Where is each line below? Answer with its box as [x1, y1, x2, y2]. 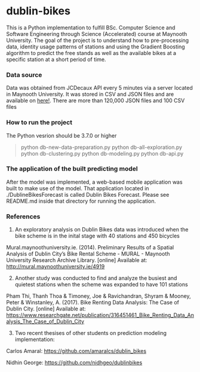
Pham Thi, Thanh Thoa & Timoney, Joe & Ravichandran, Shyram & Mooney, [6, 292, 191, 300]
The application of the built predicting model [6, 164, 139, 173]
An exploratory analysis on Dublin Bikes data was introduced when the [14, 226, 189, 233]
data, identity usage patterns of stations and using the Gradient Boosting [6, 43, 185, 50]
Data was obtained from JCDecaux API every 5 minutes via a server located [6, 84, 193, 92]
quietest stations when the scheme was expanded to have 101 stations [14, 281, 188, 288]
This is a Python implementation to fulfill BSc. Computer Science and [6, 24, 176, 31]
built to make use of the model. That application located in [6, 184, 149, 192]
